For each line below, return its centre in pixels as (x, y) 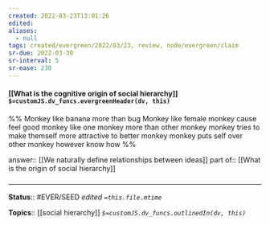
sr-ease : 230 (30, 68)
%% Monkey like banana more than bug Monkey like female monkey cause (133, 118)
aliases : (23, 31)
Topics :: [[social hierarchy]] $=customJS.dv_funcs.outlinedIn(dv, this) (127, 213)
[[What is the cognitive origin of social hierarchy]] (93, 94)
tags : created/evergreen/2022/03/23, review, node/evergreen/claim (124, 46)
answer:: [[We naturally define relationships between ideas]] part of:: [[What (135, 160)
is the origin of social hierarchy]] (62, 168)
